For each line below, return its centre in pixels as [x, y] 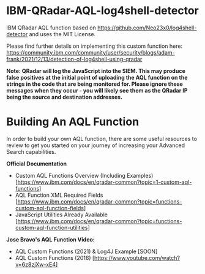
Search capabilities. [31, 151]
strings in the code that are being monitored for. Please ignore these [95, 84]
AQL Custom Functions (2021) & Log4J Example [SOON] [86, 251]
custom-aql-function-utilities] [52, 227]
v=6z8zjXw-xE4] [36, 264]
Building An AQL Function [73, 122]
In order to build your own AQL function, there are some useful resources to [102, 139]
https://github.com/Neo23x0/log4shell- [147, 28]
